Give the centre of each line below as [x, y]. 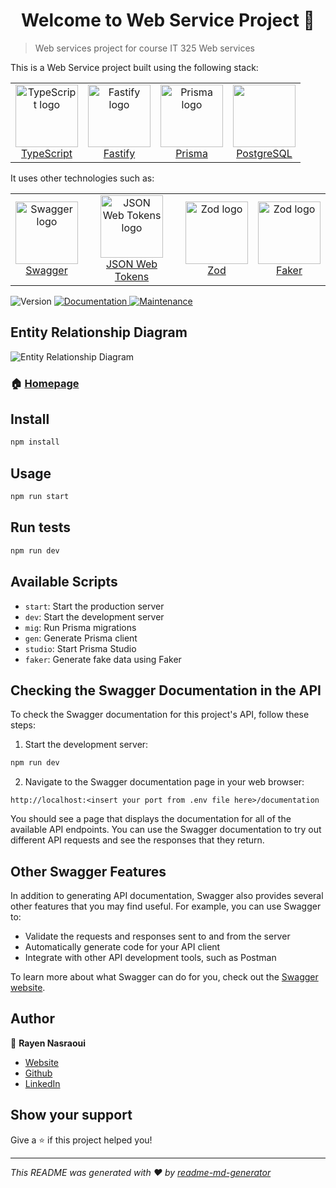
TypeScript [47, 153]
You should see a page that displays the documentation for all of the [151, 819]
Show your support [71, 1115]
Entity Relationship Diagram [99, 332]
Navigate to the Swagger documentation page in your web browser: [164, 782]
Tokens [132, 276]
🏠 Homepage [45, 383]
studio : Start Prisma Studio [80, 648]
